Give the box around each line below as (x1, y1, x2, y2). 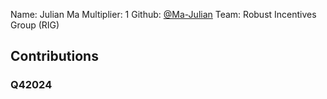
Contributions (10, 48, 99, 65)
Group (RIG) (10, 19, 60, 31)
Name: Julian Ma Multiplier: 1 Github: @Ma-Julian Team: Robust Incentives (10, 9, 317, 20)
